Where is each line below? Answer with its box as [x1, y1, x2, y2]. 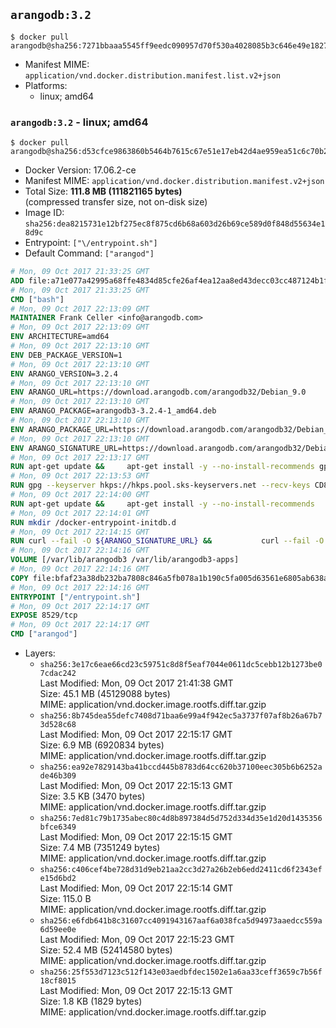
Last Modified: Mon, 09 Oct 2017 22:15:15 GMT [39, 831, 233, 843]
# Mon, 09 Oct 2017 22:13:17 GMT [10, 452, 150, 463]
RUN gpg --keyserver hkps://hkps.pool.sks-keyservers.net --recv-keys [10, 480, 311, 491]
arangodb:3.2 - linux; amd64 [10, 115, 149, 129]
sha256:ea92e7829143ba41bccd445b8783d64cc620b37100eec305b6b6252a [39, 762, 323, 773]
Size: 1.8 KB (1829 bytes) [39, 995, 143, 1008]
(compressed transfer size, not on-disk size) [24, 196, 208, 208]
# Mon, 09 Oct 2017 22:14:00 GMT [10, 490, 150, 500]
